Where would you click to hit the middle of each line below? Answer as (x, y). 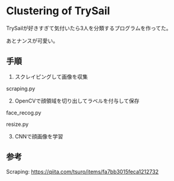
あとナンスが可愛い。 (32, 40)
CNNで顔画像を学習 (39, 136)
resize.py (17, 124)
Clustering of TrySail (58, 11)
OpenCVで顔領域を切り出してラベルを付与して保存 (77, 101)
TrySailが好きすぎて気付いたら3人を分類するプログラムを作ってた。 (89, 28)
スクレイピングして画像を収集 (51, 77)
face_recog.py (24, 112)
